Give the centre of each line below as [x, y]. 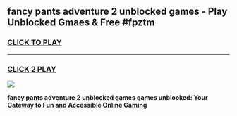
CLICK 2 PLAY [32, 69]
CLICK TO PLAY [35, 43]
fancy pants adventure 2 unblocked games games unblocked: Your [108, 97]
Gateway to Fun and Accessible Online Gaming [77, 105]
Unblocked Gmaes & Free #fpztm [81, 23]
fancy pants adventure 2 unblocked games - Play [117, 12]
